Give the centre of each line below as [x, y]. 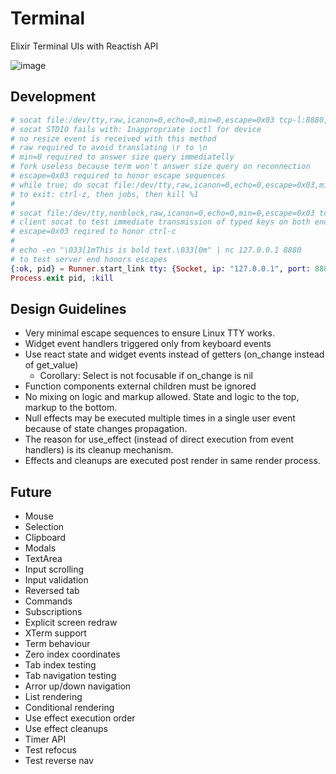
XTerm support [55, 633]
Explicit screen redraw [71, 623]
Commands [48, 601]
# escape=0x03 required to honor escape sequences [118, 176]
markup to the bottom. [71, 408]
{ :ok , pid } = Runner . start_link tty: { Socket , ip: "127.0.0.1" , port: [160, 268]
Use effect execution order [80, 718]
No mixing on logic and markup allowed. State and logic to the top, [162, 397]
